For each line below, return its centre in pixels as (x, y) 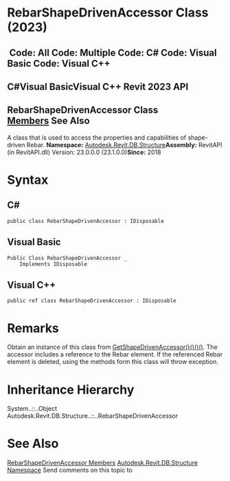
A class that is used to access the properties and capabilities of (97, 137)
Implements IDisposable (54, 264)
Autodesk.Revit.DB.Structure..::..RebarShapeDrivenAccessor (93, 416)
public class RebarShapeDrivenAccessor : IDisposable (86, 221)
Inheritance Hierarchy (71, 389)
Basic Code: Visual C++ (59, 63)
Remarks (33, 328)
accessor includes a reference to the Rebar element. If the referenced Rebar (115, 354)
